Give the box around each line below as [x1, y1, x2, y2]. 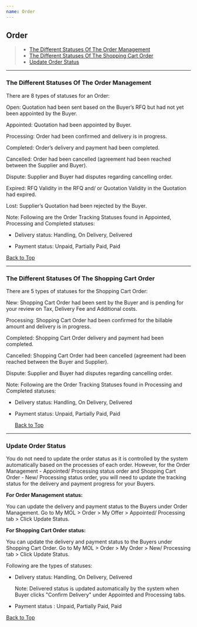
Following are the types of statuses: [6, 562, 93, 569]
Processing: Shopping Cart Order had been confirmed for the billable [6, 317, 173, 324]
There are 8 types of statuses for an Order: [6, 92, 110, 99]
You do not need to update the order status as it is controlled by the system [6, 455, 188, 462]
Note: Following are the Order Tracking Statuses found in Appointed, [6, 213, 172, 221]
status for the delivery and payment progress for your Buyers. [6, 480, 155, 487]
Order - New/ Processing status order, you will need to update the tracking [6, 474, 186, 481]
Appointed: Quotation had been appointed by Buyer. [6, 121, 132, 128]
